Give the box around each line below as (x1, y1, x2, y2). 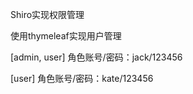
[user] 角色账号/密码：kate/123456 (10, 73, 154, 84)
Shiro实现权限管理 (10, 9, 85, 20)
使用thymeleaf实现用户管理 (10, 30, 122, 42)
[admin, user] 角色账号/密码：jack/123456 (10, 51, 183, 63)
